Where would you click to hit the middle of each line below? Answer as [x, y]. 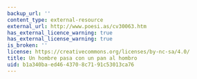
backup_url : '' [29, 13]
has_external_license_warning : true [60, 39]
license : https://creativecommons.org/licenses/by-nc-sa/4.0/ [98, 52]
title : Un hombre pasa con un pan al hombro [72, 58]
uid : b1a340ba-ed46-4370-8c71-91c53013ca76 [71, 65]
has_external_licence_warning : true [60, 33]
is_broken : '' [28, 45]
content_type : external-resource [55, 20]
